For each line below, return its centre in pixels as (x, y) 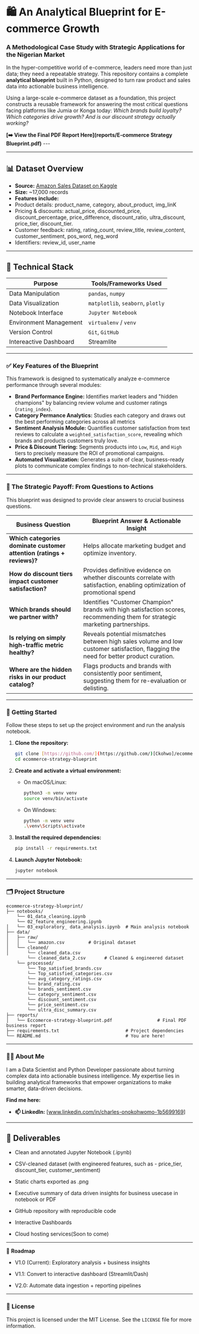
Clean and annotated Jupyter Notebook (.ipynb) (73, 1152)
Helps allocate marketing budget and (134, 545)
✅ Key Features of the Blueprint (52, 366)
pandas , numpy (107, 294)
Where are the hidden (41, 669)
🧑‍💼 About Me (25, 1056)
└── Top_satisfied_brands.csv (65, 968)
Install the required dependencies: (58, 837)
